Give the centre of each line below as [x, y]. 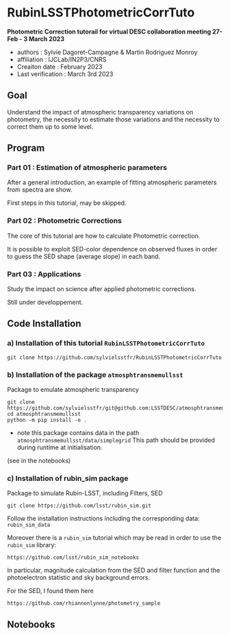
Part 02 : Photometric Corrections [64, 221]
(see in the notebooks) [39, 461]
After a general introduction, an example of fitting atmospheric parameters [112, 182]
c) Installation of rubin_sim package [68, 478]
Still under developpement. [45, 302]
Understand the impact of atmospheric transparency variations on [100, 112]
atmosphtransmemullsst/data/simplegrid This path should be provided [116, 440]
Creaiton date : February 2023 [60, 66]
